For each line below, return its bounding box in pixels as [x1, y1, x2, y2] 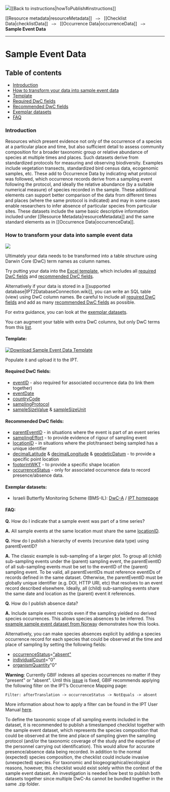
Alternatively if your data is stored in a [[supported [5, 283, 110, 289]
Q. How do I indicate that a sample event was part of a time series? [5, 518, 145, 524]
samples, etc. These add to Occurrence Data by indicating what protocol [5, 171, 157, 177]
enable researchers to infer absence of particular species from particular [5, 203, 157, 209]
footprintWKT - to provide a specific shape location [12, 462, 120, 468]
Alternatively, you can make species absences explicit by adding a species [5, 631, 161, 637]
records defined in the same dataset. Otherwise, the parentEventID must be [5, 574, 163, 580]
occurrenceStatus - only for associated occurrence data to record [12, 467, 150, 473]
